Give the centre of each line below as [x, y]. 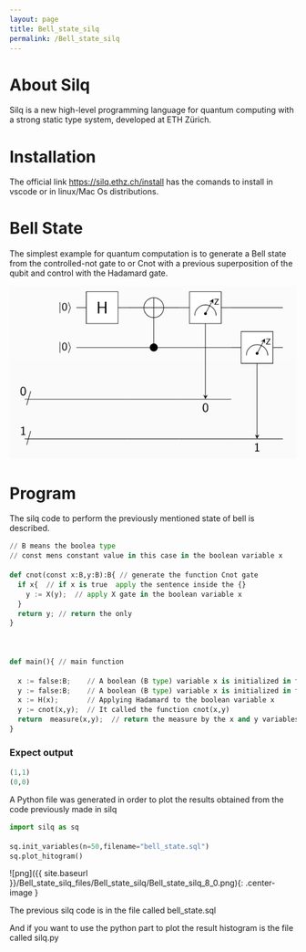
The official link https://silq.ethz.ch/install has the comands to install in [141, 182]
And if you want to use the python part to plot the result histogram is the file [152, 928]
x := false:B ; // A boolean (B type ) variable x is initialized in [154, 681]
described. [30, 528]
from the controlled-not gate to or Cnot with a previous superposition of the [151, 264]
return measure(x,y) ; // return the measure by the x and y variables [158, 720]
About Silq [50, 84]
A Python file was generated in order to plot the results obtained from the [147, 800]
